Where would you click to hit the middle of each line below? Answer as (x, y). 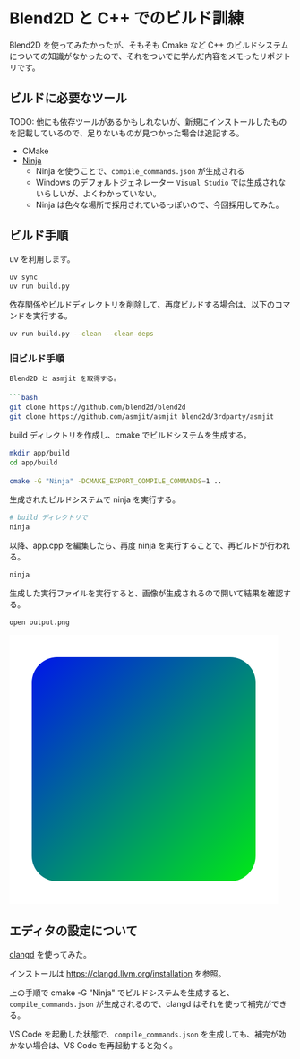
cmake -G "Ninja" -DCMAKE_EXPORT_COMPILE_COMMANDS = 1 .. (116, 482)
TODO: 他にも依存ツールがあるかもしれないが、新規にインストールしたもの (148, 121)
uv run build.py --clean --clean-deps (81, 334)
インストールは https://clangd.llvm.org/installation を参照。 (118, 973)
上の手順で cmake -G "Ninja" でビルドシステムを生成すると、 (122, 993)
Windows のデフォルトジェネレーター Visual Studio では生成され (157, 182)
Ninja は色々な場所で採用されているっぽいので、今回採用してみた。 (159, 204)
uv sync (24, 277)
